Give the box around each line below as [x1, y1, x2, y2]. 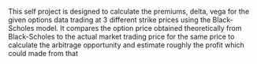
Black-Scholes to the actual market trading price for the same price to [8, 32, 235, 41]
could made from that [8, 49, 79, 58]
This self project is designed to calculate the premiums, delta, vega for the [8, 7, 250, 16]
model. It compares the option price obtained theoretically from [35, 24, 242, 32]
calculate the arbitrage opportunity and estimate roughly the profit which [8, 40, 244, 50]
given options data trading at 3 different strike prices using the [8, 15, 211, 24]
